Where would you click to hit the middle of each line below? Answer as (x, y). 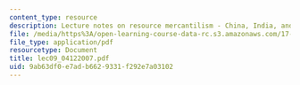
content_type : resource (54, 17)
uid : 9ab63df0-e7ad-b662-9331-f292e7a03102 (92, 67)
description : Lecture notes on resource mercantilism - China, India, (143, 26)
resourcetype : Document (54, 50)
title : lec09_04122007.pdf (59, 58)
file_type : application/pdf (62, 42)
